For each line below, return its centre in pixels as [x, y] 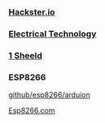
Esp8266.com [32, 111]
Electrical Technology [52, 33]
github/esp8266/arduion [50, 95]
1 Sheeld [26, 55]
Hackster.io [32, 12]
